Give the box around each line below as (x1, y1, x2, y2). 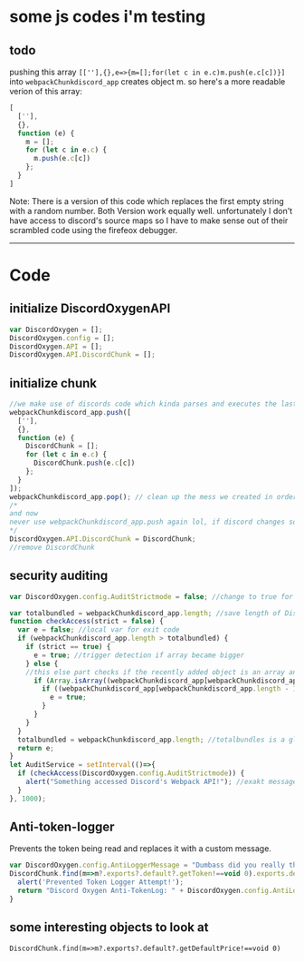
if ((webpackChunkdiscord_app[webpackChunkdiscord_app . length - (42, 684, 290, 693)
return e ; (17, 743, 54, 752)
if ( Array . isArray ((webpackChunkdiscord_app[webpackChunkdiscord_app (33, 676, 301, 685)
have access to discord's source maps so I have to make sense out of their (9, 215, 289, 226)
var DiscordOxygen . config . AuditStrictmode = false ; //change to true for (9, 592, 294, 601)
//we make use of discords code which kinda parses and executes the (9, 399, 278, 409)
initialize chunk (9, 375, 98, 391)
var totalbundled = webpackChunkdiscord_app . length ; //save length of (9, 608, 281, 618)
